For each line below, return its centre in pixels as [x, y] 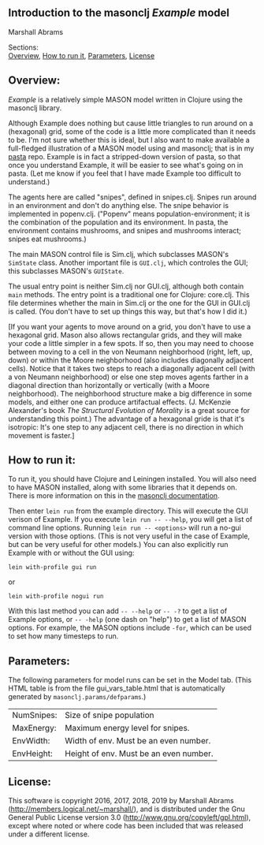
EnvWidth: [31, 741]
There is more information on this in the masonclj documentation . [114, 496]
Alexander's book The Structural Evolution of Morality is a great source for [129, 410]
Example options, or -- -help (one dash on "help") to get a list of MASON [127, 620]
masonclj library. [35, 108]
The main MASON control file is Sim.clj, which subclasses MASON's [119, 254]
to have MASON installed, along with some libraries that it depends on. [123, 487]
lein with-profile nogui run [56, 597]
